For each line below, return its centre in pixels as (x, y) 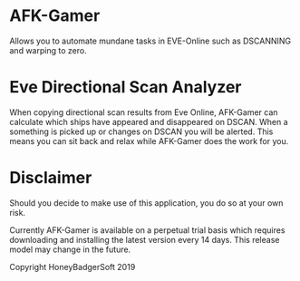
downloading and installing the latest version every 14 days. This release (145, 239)
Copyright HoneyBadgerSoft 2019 (73, 266)
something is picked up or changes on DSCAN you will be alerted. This (141, 131)
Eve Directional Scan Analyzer (126, 87)
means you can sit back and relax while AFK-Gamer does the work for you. (149, 140)
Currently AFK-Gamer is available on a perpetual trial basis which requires (147, 230)
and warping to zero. (48, 50)
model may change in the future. (70, 249)
